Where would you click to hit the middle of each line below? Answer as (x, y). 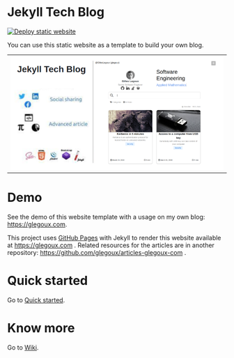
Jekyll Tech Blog (56, 12)
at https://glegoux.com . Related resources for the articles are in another (111, 245)
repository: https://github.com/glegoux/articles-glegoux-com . (97, 253)
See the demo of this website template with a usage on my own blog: (106, 217)
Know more (41, 328)
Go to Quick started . (36, 300)
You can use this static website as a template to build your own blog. (106, 45)
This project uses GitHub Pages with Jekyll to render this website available (114, 238)
